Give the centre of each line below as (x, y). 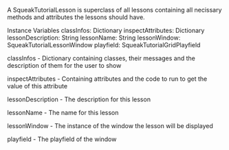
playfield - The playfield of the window (62, 139)
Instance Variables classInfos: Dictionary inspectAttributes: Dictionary (106, 30)
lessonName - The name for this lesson (63, 113)
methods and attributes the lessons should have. (76, 17)
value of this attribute (37, 86)
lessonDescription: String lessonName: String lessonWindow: (94, 38)
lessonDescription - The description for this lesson (79, 99)
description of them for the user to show (64, 65)
